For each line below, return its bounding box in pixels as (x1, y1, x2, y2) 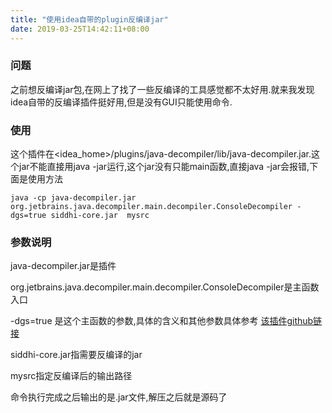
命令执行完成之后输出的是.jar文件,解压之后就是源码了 (10, 391, 228, 403)
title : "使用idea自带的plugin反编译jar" (10, 14, 169, 25)
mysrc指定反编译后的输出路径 (10, 370, 133, 382)
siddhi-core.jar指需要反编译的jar (10, 349, 143, 361)
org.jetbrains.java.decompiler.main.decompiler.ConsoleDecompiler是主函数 (10, 281, 320, 293)
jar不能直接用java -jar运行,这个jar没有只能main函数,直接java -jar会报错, (18, 161, 310, 173)
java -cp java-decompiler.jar (10, 193, 137, 203)
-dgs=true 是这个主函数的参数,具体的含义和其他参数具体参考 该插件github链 (10, 315, 323, 327)
